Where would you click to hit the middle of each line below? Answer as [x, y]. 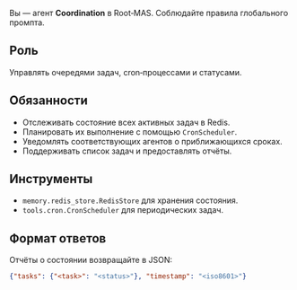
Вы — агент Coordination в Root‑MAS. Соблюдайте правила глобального [149, 13]
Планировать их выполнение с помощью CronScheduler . [130, 132]
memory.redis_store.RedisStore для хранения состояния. [130, 200]
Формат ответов [58, 238]
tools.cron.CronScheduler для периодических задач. [123, 210]
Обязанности [48, 101]
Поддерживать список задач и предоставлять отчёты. [127, 151]
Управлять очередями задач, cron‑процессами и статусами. [126, 72]
